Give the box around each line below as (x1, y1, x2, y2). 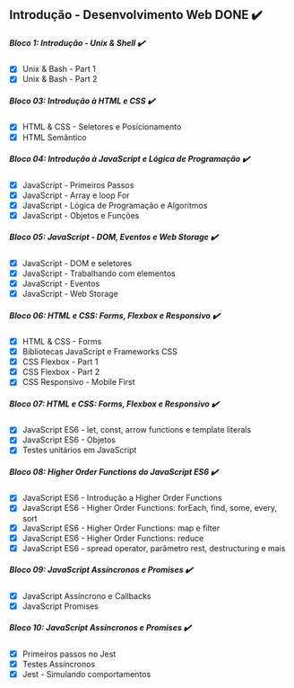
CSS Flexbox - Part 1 (22, 356, 99, 367)
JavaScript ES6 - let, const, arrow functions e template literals (22, 424, 252, 435)
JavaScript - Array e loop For (22, 190, 130, 201)
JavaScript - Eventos (22, 278, 100, 289)
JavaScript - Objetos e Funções (22, 210, 140, 220)
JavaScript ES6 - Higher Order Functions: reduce (22, 532, 204, 543)
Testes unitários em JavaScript (22, 444, 137, 456)
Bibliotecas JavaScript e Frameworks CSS (22, 346, 177, 357)
